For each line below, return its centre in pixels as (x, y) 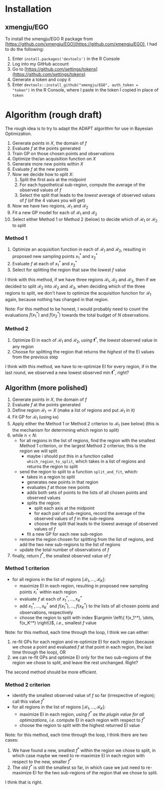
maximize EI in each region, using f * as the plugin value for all (82, 714)
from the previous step (35, 357)
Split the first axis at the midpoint (53, 179)
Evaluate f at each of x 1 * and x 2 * (45, 264)
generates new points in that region (63, 482)
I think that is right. (24, 782)
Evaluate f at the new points (40, 169)
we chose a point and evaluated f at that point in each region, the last (82, 647)
